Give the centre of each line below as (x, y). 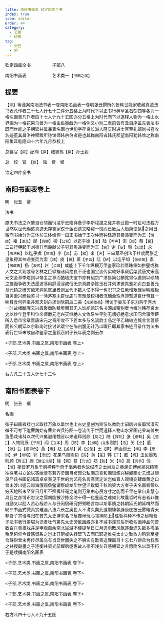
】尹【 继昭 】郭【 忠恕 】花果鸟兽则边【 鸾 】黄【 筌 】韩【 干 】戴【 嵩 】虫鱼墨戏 (83, 455)
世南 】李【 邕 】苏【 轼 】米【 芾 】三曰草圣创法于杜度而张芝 (102, 253)
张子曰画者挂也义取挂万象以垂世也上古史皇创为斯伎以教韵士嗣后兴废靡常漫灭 (82, 424)
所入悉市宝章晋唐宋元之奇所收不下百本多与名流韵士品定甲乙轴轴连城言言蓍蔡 (82, 321)
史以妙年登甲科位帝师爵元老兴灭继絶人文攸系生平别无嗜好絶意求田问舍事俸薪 (82, 314)
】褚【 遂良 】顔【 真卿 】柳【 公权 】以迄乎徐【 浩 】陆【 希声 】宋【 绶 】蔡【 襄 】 (82, 241)
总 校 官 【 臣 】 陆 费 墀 (35, 162)
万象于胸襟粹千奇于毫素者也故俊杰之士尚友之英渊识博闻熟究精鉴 (94, 467)
